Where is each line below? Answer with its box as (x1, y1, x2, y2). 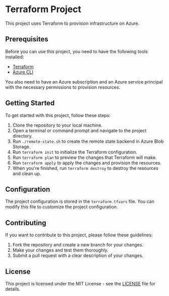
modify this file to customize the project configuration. (5, 204, 118, 210)
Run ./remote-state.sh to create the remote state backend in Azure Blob (12, 138, 164, 144)
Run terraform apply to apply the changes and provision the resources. (12, 159, 161, 165)
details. (5, 286, 21, 292)
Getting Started (5, 99, 55, 107)
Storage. (12, 143, 31, 150)
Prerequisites (5, 35, 48, 44)
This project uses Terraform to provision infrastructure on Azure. (5, 20, 140, 26)
